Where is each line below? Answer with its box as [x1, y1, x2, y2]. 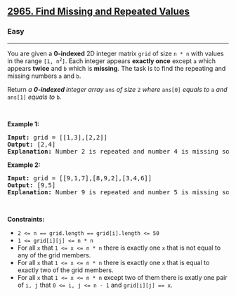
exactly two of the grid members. [17, 266, 114, 274]
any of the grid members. [17, 250, 91, 259]
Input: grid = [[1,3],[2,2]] [7, 133, 107, 141]
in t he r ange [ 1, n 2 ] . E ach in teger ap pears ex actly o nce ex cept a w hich [7, 56, 216, 65]
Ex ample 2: [7, 161, 41, 169]
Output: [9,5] [7, 181, 56, 189]
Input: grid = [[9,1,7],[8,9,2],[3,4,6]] [7, 174, 152, 182]
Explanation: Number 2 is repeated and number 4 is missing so [7, 147, 230, 155]
